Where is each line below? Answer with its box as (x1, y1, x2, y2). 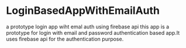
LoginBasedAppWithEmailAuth (6, 4, 160, 17)
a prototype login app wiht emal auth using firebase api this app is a (6, 23, 170, 30)
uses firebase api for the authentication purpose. (6, 35, 124, 42)
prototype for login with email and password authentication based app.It (6, 29, 180, 36)
